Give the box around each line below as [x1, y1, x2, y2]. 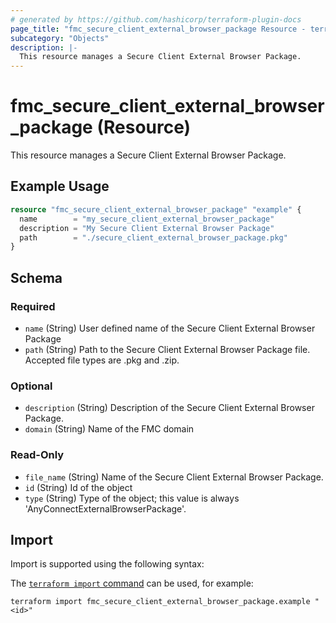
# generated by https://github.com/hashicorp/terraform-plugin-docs [10, 14, 302, 25]
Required [10, 299, 56, 313]
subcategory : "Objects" [10, 33, 110, 43]
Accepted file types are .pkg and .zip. [24, 354, 180, 366]
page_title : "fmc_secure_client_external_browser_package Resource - [10, 24, 307, 34]
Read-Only [10, 448, 65, 462]
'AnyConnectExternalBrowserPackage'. [24, 502, 187, 515]
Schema [10, 269, 63, 286]
